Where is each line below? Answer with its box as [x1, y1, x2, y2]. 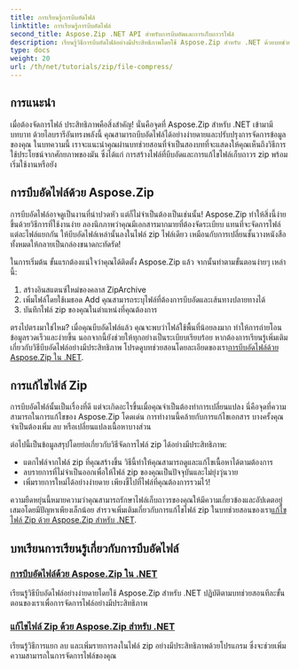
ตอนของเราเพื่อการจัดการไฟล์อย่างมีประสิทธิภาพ [10, 598, 148, 608]
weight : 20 [10, 54, 51, 63]
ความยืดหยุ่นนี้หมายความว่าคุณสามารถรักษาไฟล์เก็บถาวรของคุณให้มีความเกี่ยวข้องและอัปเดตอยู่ [10, 494, 283, 506]
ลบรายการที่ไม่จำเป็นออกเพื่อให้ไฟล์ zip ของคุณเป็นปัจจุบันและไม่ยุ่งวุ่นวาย [22, 467, 239, 477]
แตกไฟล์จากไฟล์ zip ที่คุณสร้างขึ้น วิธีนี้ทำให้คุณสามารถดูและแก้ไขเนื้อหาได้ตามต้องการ [22, 457, 273, 468]
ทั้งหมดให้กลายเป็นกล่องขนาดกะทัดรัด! [10, 239, 122, 249]
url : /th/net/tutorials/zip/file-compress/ [10, 63, 174, 72]
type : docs [10, 46, 51, 55]
